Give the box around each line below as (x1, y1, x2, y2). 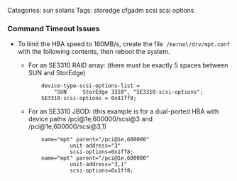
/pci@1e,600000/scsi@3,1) (28, 122, 107, 131)
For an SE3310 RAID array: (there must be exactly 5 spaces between (28, 61, 228, 70)
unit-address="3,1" (70, 161, 128, 168)
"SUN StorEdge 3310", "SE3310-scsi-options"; (53, 89, 204, 96)
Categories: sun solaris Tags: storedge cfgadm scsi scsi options (7, 6, 194, 14)
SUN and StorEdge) (28, 69, 87, 77)
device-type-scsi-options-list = (41, 82, 140, 89)
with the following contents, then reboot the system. (17, 48, 170, 56)
